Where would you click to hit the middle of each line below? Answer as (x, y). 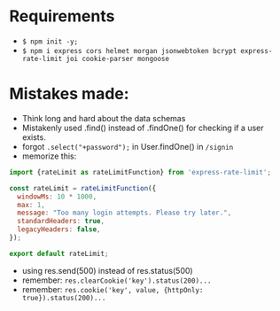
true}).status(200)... (64, 298)
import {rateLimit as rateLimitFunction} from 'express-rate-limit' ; (140, 172)
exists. (34, 137)
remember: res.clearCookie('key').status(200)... (117, 280)
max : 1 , (31, 205)
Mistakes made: (70, 94)
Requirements (62, 16)
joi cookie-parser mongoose (118, 58)
